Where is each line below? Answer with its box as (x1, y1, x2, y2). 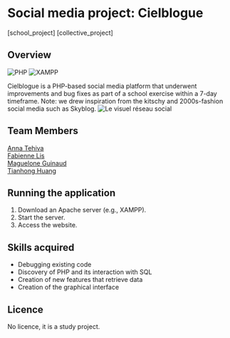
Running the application (7, 187, 116, 199)
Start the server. (17, 213, 66, 222)
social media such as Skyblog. (7, 104, 97, 113)
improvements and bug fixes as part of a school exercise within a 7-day (7, 89, 217, 97)
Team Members (7, 125, 78, 137)
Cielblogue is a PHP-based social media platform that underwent (7, 82, 197, 90)
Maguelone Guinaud (7, 158, 67, 168)
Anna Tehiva (7, 143, 44, 152)
